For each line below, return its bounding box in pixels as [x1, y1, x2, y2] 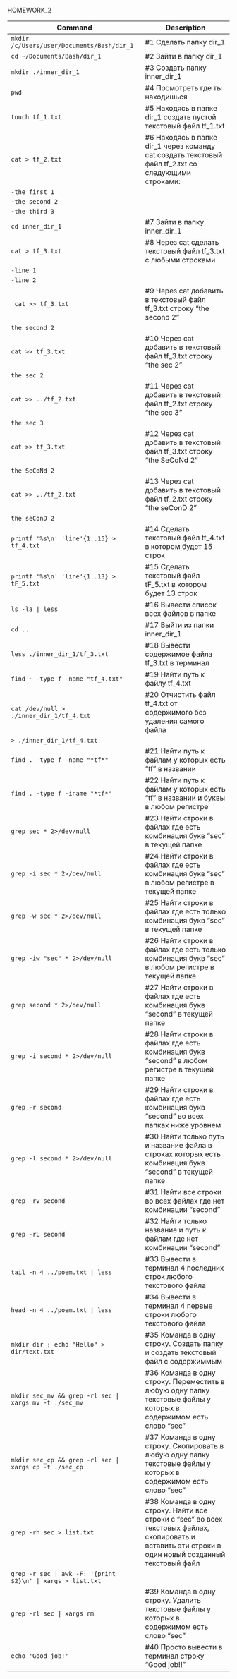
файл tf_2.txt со [145, 159, 197, 169]
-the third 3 [11, 207, 55, 215]
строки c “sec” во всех [145, 1515, 223, 1524]
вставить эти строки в [145, 1541, 221, 1551]
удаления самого [145, 716, 205, 726]
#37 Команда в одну [145, 1432, 216, 1442]
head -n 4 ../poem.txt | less [11, 1307, 113, 1314]
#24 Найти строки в [145, 851, 214, 861]
